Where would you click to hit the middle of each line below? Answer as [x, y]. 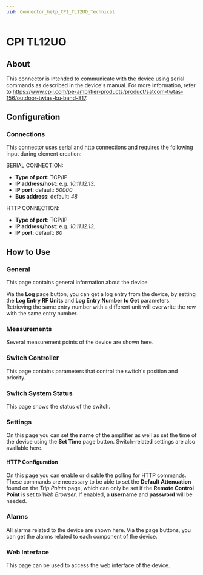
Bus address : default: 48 [46, 197]
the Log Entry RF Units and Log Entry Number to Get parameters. [88, 301]
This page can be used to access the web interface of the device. [88, 565]
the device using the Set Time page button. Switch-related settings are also [101, 442]
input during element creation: [44, 154]
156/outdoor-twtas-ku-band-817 [46, 98]
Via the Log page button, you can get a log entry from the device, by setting [101, 294]
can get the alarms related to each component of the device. [82, 536]
